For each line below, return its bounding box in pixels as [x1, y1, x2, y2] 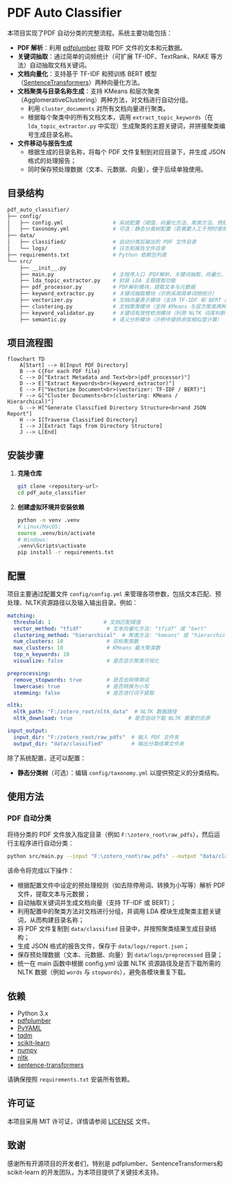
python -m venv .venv [17, 516, 80, 524]
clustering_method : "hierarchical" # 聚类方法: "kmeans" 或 [13, 631, 189, 638]
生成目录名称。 [33, 130, 77, 138]
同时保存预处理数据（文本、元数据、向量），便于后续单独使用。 [27, 165, 207, 173]
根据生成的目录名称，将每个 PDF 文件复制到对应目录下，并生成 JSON [27, 147, 225, 156]
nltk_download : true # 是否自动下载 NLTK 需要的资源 [13, 715, 210, 722]
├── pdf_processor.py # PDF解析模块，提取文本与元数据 [19, 283, 196, 291]
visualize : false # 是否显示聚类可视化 [13, 658, 159, 665]
